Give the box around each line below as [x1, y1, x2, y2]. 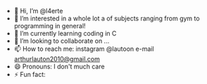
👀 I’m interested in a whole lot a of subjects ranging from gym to [13, 14, 200, 23]
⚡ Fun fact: [13, 71, 46, 78]
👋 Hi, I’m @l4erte [13, 7, 63, 15]
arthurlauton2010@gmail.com [13, 55, 101, 63]
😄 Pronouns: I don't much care [13, 62, 105, 71]
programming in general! [13, 22, 86, 30]
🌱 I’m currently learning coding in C [13, 29, 117, 37]
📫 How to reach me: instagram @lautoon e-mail [13, 44, 154, 53]
